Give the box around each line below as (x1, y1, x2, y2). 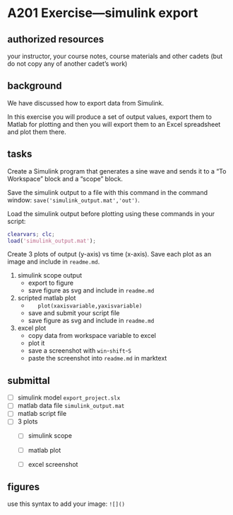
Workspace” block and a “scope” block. (7, 174, 124, 183)
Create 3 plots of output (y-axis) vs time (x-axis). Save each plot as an (7, 250, 212, 259)
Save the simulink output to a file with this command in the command (7, 188, 208, 196)
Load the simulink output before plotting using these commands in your (7, 209, 215, 217)
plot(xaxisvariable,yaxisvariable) (37, 302, 143, 310)
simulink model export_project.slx (17, 393, 121, 402)
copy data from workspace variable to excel (28, 332, 157, 340)
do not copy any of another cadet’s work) (7, 60, 128, 68)
